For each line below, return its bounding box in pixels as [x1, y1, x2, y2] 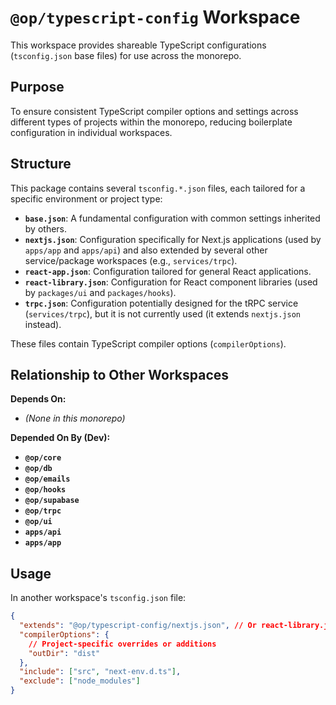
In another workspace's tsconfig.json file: [10, 592, 187, 604]
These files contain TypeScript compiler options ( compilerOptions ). [10, 337, 287, 350]
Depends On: [10, 393, 67, 405]
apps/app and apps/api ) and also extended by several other [24, 244, 268, 256]
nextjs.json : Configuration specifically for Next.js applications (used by [24, 233, 322, 245]
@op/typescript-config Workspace [10, 6, 301, 29]
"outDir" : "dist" [28, 648, 101, 658]
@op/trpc [24, 506, 62, 516]
